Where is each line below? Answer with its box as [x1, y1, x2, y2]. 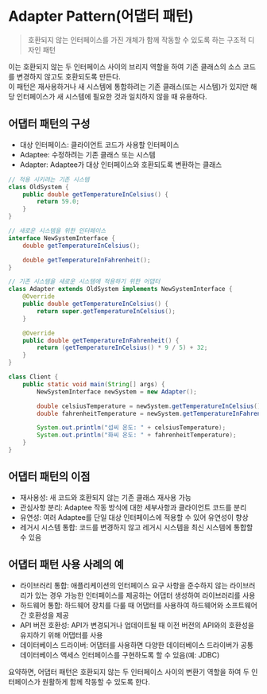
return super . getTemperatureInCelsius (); [37, 307, 176, 315]
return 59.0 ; [37, 198, 80, 206]
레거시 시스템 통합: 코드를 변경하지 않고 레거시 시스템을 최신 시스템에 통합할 [19, 522, 253, 532]
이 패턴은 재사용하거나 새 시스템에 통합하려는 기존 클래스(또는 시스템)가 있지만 [8, 81, 249, 91]
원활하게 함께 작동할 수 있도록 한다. [42, 677, 151, 686]
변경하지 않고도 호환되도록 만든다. [16, 72, 121, 81]
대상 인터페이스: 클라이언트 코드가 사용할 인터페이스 [19, 140, 180, 149]
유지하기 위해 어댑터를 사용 [19, 630, 103, 640]
